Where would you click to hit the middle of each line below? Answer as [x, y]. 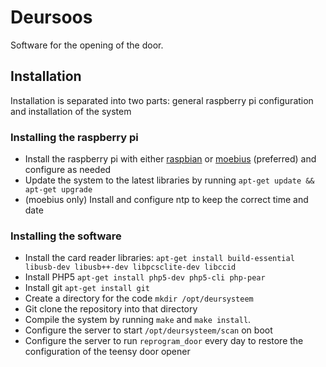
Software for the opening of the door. [87, 45]
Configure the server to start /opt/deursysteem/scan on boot [148, 330]
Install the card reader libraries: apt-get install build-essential [159, 258]
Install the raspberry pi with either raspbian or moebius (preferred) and [170, 159]
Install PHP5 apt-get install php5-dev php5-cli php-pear [145, 277]
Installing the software [66, 236]
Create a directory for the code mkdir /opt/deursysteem [139, 298]
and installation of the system [71, 111]
